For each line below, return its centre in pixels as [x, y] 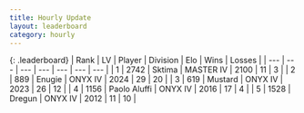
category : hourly [42, 34]
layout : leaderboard [49, 26]
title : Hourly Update [51, 18]
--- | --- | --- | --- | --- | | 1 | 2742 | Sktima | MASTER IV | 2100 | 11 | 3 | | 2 [157, 70]
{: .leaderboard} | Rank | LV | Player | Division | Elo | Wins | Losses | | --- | [147, 61]
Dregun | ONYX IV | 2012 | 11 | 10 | [73, 99]
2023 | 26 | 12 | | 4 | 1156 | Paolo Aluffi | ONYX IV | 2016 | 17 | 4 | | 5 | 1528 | [150, 89]
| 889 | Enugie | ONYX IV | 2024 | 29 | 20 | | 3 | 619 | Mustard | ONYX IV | [147, 80]
